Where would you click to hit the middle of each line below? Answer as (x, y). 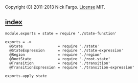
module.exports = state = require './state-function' (61, 33)
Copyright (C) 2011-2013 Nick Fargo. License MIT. (55, 7)
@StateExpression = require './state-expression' (67, 50)
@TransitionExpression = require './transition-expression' (72, 67)
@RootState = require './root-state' (60, 59)
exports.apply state (26, 76)
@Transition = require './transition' (60, 63)
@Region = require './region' (56, 55)
